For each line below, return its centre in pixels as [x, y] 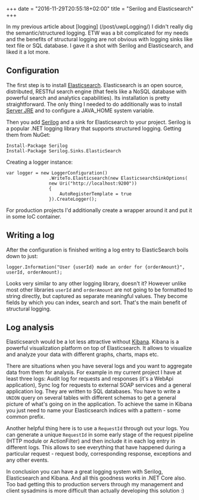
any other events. [28, 460]
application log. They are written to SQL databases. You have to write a [93, 391]
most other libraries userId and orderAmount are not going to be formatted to [99, 290]
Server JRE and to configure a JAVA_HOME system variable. [80, 111]
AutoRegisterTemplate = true [96, 194]
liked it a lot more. [28, 52]
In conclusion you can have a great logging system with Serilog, [85, 472]
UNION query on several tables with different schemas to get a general [91, 398]
